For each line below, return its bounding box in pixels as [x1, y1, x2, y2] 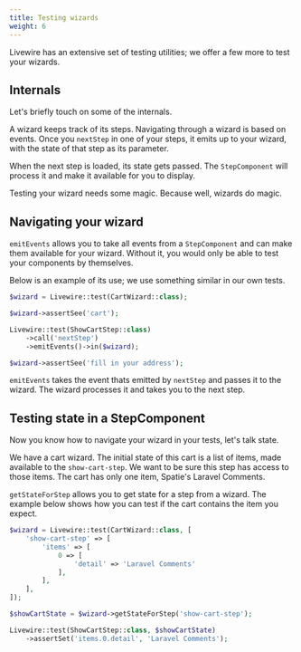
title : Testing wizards [9, 13, 99, 23]
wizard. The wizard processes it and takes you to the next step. [9, 384, 246, 395]
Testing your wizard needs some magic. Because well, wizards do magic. [9, 187, 283, 199]
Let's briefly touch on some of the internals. [9, 106, 173, 118]
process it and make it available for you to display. [9, 170, 196, 181]
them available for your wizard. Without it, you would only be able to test [9, 248, 279, 259]
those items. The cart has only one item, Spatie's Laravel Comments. [9, 472, 266, 483]
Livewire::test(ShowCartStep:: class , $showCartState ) [9, 626, 217, 635]
